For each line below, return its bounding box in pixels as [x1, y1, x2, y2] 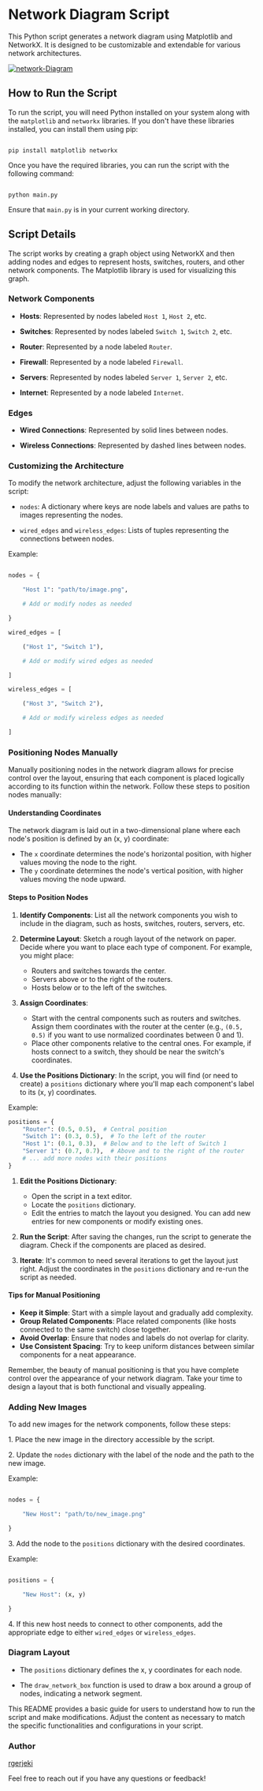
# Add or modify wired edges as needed [22, 657, 154, 665]
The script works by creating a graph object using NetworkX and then [8, 249, 235, 258]
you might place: [19, 950, 75, 960]
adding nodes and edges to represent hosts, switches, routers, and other [8, 257, 246, 266]
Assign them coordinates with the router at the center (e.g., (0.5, [31, 1021, 243, 1031]
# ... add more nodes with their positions [22, 1155, 168, 1163]
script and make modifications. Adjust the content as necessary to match [8, 1712, 246, 1722]
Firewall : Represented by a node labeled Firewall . [19, 357, 183, 366]
